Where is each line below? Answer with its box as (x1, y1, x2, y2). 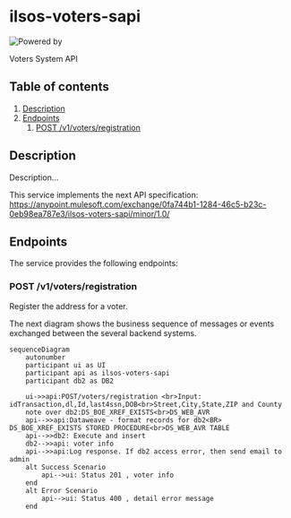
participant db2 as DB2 (25, 376, 115, 385)
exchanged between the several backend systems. (9, 327, 197, 338)
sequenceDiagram (9, 345, 70, 354)
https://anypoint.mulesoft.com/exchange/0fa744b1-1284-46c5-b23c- (9, 199, 267, 210)
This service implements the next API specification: (9, 189, 199, 200)
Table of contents (9, 79, 109, 95)
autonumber (25, 352, 66, 362)
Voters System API (9, 53, 78, 64)
